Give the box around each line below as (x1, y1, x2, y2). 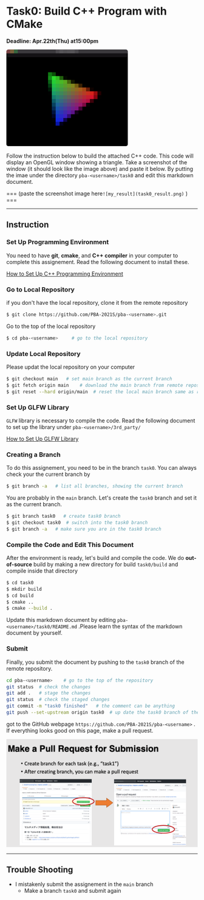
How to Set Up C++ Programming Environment (6, 270, 123, 277)
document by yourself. (6, 629, 63, 637)
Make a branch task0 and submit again (24, 887, 121, 895)
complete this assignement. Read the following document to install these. (6, 258, 189, 265)
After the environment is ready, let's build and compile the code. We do (6, 554, 185, 561)
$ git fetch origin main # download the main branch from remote (6, 382, 183, 388)
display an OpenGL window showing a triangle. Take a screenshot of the (6, 158, 188, 166)
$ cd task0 (6, 579, 34, 585)
